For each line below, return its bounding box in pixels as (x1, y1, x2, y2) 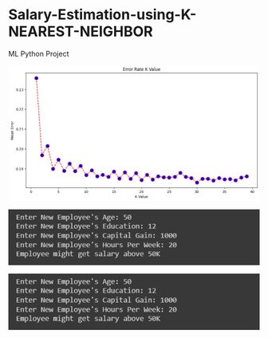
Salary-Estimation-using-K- (8, 6, 197, 24)
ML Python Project (8, 49, 69, 58)
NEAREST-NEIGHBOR (8, 22, 153, 41)
